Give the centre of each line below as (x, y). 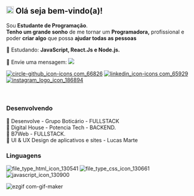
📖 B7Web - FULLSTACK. (36, 134)
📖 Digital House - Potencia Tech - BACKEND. (61, 128)
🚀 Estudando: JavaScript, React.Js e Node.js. (63, 50)
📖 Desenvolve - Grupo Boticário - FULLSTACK (63, 121)
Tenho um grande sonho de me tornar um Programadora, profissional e (95, 32)
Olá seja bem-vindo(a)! (59, 11)
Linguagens (24, 156)
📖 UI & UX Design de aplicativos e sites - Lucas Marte (72, 140)
